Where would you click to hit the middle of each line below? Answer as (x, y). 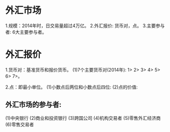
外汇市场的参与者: (34, 105)
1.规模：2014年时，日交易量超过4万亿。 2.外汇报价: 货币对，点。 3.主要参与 (85, 26)
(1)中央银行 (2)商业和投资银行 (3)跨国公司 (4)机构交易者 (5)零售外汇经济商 (83, 118)
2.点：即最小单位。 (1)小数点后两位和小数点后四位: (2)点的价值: (72, 87)
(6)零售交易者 (20, 124)
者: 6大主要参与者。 (26, 32)
